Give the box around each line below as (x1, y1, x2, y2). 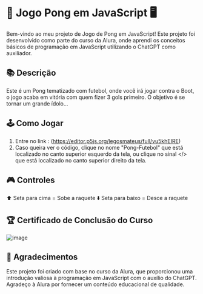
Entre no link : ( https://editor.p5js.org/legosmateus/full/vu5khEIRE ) (15, 137, 181, 144)
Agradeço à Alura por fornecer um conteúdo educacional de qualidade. (6, 281, 185, 288)
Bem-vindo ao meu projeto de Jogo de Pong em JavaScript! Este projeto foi (6, 30, 196, 38)
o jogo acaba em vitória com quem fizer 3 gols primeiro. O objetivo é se (6, 93, 185, 101)
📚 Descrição (6, 68, 56, 78)
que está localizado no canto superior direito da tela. (15, 156, 147, 164)
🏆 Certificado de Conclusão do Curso (6, 215, 153, 226)
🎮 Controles (6, 175, 55, 185)
